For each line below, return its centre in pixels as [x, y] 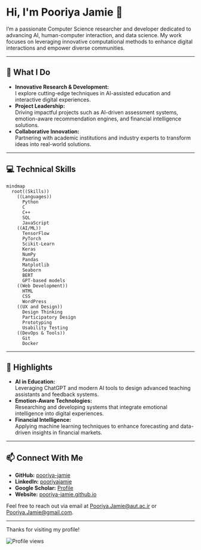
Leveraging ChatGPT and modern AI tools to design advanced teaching [103, 388]
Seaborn [32, 270]
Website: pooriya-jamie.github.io [56, 494]
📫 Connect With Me [45, 458]
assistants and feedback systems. [57, 394]
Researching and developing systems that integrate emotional [91, 407]
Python [30, 202]
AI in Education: [35, 382]
